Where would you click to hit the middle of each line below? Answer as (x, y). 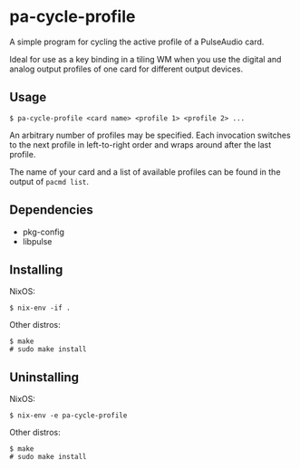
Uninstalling (44, 377)
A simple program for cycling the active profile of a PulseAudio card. (137, 42)
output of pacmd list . (49, 181)
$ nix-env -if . (40, 308)
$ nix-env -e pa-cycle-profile (68, 416)
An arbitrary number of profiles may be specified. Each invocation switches (150, 135)
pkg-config (44, 232)
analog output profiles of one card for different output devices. (126, 69)
